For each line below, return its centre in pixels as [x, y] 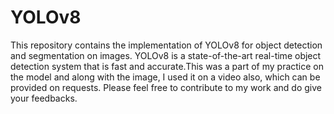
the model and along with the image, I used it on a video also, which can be [165, 77]
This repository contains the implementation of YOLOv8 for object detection [166, 45]
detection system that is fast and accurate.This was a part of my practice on [167, 66]
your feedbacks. [44, 98]
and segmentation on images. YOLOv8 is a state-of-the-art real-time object [166, 55]
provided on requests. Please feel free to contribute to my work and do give [166, 87]
